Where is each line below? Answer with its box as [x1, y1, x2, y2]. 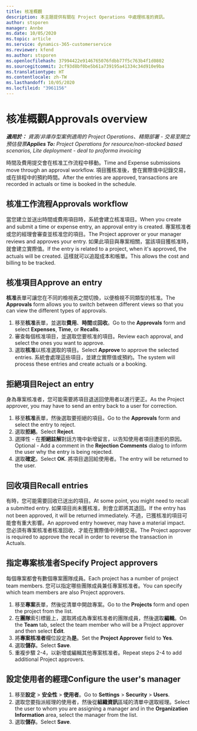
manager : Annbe [6, 25, 44, 31]
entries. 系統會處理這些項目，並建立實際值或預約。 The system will [14, 354, 175, 361]
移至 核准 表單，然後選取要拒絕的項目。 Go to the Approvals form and [14, 414, 181, 421]
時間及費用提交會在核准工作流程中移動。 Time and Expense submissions [6, 159, 181, 166]
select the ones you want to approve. [14, 340, 105, 347]
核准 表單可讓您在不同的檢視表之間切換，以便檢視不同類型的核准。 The [6, 294, 175, 301]
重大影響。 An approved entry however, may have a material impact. [21, 519, 185, 527]
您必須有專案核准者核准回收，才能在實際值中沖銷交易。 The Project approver [6, 527, 192, 534]
